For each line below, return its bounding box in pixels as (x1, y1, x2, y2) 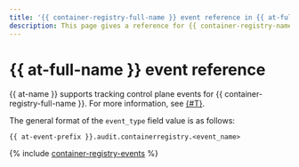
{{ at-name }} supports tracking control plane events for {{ (9, 89, 223, 99)
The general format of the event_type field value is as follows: (9, 115, 236, 126)
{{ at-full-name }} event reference (9, 60, 266, 80)
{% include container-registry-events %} (9, 148, 158, 159)
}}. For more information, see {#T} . (77, 99, 206, 109)
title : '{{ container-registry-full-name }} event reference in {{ (9, 12, 265, 22)
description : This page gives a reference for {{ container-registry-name (9, 21, 293, 30)
